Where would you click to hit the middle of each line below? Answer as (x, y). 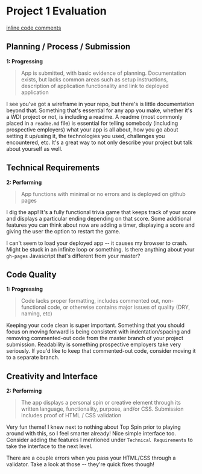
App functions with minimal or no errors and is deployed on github (103, 194)
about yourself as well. (34, 148)
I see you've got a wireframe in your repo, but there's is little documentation (100, 104)
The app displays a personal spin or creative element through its (101, 403)
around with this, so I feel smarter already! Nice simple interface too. (91, 434)
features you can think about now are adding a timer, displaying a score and (100, 225)
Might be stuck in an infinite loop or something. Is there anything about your (100, 249)
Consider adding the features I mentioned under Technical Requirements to (99, 440)
